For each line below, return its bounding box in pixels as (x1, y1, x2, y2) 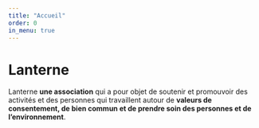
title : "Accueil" (8, 11, 66, 20)
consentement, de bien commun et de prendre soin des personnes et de (8, 104, 252, 114)
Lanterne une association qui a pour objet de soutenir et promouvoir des (8, 87, 249, 96)
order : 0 (8, 19, 37, 27)
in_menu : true (8, 26, 56, 34)
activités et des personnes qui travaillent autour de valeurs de (8, 95, 213, 105)
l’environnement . (8, 112, 66, 122)
